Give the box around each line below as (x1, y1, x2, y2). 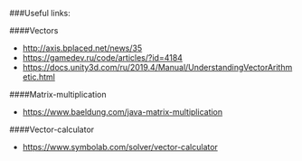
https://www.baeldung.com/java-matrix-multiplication (22, 107, 223, 117)
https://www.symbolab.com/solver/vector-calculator (22, 142, 219, 152)
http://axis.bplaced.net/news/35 (22, 43, 143, 53)
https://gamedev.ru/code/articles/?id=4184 (22, 52, 184, 62)
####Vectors (9, 25, 59, 35)
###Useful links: (9, 8, 71, 18)
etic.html (22, 71, 56, 82)
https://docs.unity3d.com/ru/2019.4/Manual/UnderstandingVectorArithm (22, 62, 293, 72)
